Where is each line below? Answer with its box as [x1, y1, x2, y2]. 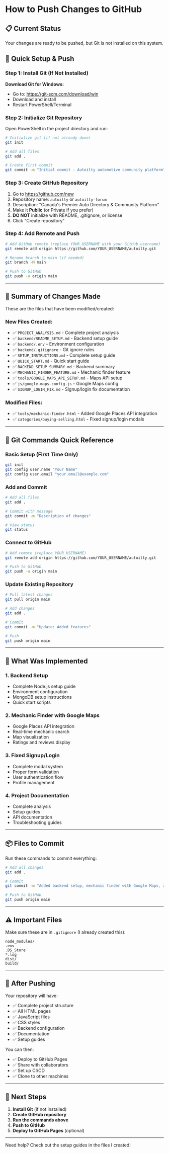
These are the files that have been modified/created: [5, 305, 114, 311]
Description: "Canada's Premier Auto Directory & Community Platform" [12, 201, 159, 207]
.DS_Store [5, 947, 26, 953]
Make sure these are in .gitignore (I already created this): [5, 929, 126, 935]
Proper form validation [12, 769, 59, 775]
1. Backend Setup [5, 672, 49, 679]
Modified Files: [5, 399, 43, 406]
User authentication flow [12, 774, 64, 780]
